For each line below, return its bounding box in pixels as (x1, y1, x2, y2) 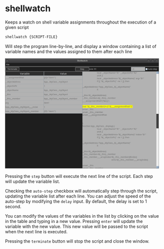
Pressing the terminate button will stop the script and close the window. (5, 238, 150, 244)
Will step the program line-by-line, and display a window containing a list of (5, 43, 157, 49)
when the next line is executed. (5, 228, 68, 234)
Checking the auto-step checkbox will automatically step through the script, (5, 188, 158, 194)
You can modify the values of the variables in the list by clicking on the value (5, 213, 159, 219)
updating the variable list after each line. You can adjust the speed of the (5, 193, 151, 199)
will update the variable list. (5, 178, 60, 184)
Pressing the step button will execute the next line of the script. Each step (5, 173, 153, 179)
